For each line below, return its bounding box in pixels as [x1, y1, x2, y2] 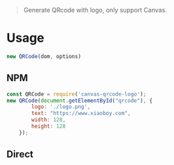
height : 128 [31, 123, 67, 130]
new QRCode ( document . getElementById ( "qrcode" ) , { [6, 97, 153, 104]
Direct [6, 148, 34, 160]
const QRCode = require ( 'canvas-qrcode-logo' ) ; [6, 90, 147, 98]
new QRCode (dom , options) [6, 53, 81, 60]
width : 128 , [31, 116, 67, 123]
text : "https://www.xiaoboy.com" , [31, 110, 131, 117]
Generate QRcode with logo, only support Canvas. [23, 6, 167, 14]
